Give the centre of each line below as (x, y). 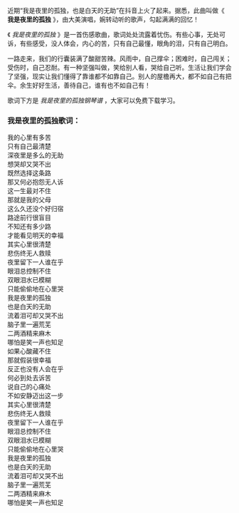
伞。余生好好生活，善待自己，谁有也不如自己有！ (79, 85)
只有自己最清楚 (29, 146)
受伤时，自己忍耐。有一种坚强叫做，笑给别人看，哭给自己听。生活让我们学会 (119, 67)
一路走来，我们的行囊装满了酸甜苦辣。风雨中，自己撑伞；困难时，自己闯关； (119, 58)
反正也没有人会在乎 (36, 369)
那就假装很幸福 (29, 360)
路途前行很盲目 (29, 218)
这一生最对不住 (29, 191)
